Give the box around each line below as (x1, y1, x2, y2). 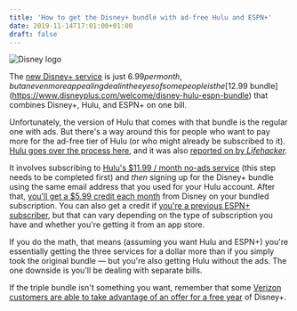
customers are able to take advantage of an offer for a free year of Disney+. (9, 291, 287, 303)
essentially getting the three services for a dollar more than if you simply (9, 246, 275, 257)
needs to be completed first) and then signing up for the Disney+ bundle (9, 172, 274, 183)
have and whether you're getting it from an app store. (9, 219, 205, 230)
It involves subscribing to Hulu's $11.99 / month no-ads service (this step (9, 162, 277, 174)
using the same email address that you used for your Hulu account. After (9, 182, 276, 192)
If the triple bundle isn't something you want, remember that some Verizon (9, 282, 282, 293)
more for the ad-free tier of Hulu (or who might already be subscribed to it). (9, 135, 286, 147)
